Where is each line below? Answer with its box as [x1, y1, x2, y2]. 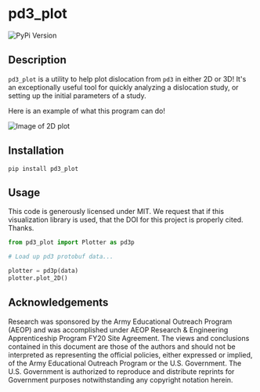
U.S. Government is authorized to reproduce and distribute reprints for [8, 366, 235, 376]
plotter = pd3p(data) [8, 267, 79, 275]
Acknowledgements [8, 296, 109, 310]
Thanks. [8, 223, 34, 233]
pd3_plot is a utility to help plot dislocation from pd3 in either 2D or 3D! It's [8, 74, 247, 83]
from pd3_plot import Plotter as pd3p [8, 238, 135, 247]
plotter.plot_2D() [8, 274, 68, 282]
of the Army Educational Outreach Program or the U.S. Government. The [8, 358, 242, 368]
